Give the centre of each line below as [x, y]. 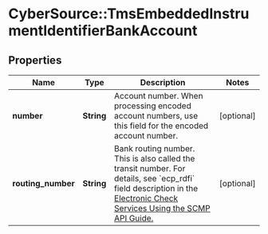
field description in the [156, 188]
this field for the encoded [162, 126]
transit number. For [150, 168]
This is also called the [155, 158]
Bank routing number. [155, 148]
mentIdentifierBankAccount [103, 31]
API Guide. [134, 218]
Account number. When [159, 96]
